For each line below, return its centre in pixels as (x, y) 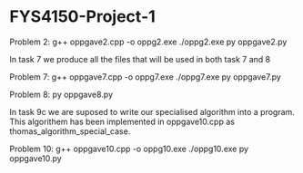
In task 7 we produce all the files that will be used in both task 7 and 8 (140, 59)
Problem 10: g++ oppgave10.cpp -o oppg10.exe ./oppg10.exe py (129, 149)
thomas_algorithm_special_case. (70, 131)
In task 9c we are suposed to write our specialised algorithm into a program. (152, 111)
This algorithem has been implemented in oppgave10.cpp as (122, 121)
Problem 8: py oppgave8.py (61, 94)
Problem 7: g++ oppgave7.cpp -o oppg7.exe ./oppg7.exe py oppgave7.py (146, 77)
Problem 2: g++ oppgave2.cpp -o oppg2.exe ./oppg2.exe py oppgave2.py (148, 42)
